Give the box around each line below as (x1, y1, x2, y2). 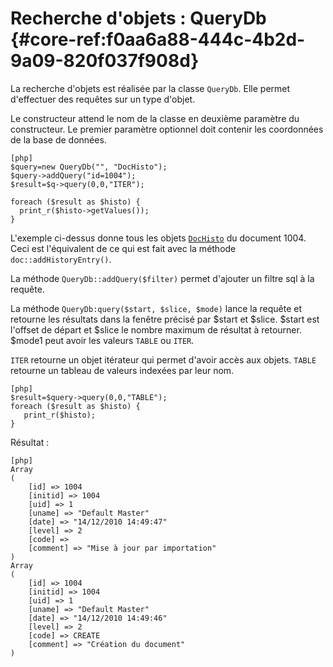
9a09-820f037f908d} (10, 50, 200, 72)
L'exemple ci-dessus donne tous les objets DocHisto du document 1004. (10, 232, 307, 244)
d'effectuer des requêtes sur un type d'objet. (10, 93, 196, 105)
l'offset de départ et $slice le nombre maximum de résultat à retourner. (10, 323, 302, 336)
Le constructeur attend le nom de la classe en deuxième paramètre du (10, 112, 300, 124)
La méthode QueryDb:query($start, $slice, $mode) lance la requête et (10, 302, 303, 314)
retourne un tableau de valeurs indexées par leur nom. (10, 364, 235, 376)
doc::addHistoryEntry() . (10, 253, 112, 265)
